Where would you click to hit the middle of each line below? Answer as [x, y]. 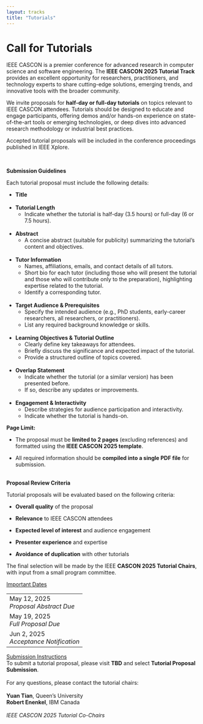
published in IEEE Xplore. [38, 147]
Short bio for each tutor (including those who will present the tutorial [110, 273]
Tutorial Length [35, 208]
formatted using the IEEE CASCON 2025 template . [79, 446]
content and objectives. [54, 247]
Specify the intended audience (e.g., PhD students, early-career [105, 312]
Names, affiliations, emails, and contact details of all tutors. [99, 266]
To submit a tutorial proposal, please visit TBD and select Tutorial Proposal [101, 663]
